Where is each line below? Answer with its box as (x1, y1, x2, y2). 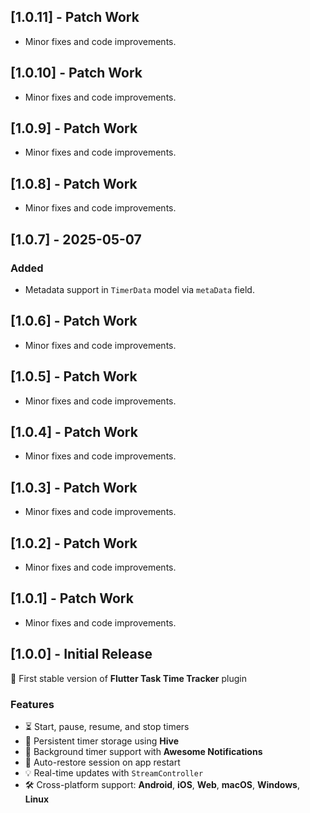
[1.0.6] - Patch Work (10, 313, 138, 330)
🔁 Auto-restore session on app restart (24, 756, 181, 768)
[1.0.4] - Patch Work (10, 423, 138, 440)
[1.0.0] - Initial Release (10, 646, 153, 663)
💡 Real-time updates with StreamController (24, 766, 204, 779)
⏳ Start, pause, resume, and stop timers (24, 720, 190, 732)
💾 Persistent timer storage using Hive (24, 735, 180, 747)
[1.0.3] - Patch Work (10, 479, 138, 496)
